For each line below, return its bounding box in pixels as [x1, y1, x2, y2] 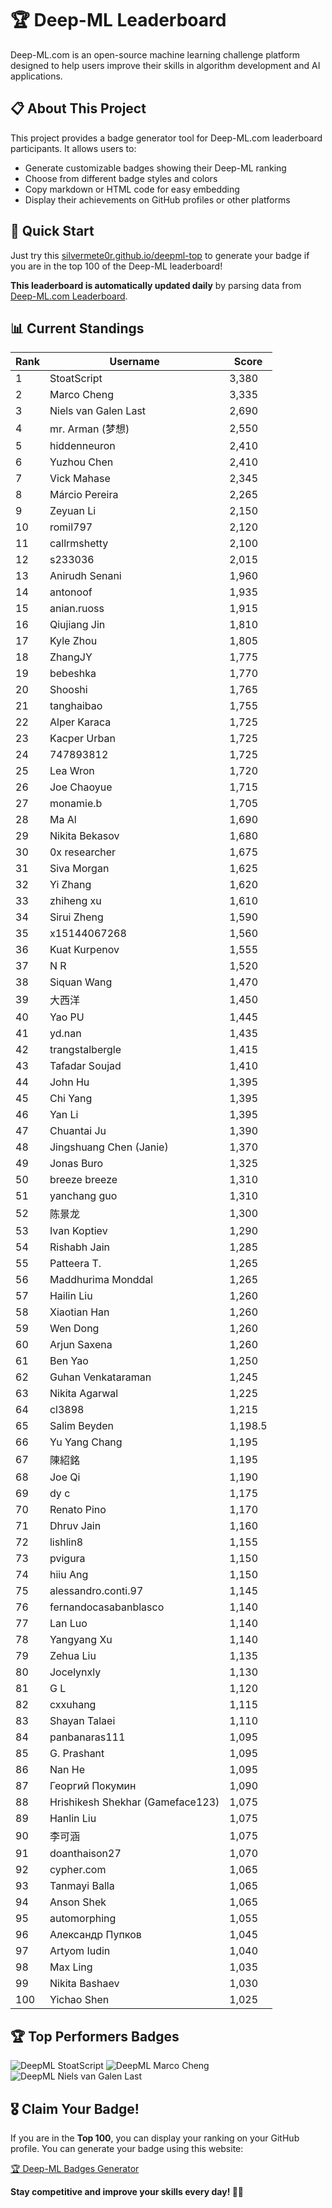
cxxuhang [49, 1698, 97, 1712]
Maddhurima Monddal [49, 1273, 154, 1287]
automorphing [49, 1912, 117, 1926]
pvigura [49, 1552, 86, 1566]
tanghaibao [49, 699, 103, 713]
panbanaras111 [49, 1730, 126, 1744]
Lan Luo [49, 1617, 88, 1631]
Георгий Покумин [49, 1779, 137, 1793]
